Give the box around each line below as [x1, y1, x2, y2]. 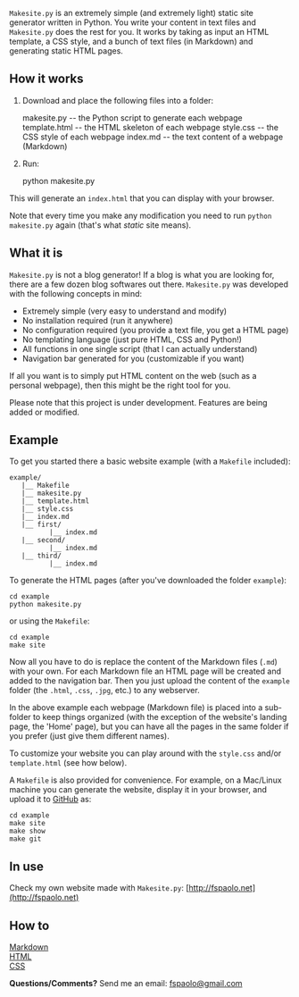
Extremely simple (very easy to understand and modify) [21, 306, 228, 316]
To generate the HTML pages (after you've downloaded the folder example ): [9, 575, 287, 586]
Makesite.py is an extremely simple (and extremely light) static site [9, 8, 254, 18]
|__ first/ [21, 520, 62, 530]
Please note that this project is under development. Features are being [9, 397, 268, 407]
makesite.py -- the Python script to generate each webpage [21, 112, 243, 123]
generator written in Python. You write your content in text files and [9, 17, 256, 28]
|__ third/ [21, 551, 62, 561]
